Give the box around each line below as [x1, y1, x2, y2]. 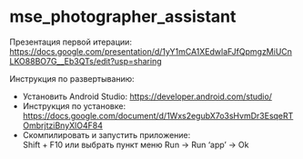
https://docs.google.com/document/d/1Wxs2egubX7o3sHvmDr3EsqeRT [22, 110, 294, 121]
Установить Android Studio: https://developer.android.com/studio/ [22, 91, 273, 102]
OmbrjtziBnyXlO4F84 [22, 120, 103, 131]
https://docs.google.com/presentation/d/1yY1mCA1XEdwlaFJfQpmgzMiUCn [9, 45, 293, 56]
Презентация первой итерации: [9, 36, 132, 47]
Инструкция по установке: [22, 100, 126, 111]
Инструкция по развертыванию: [9, 73, 135, 84]
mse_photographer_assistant [9, 6, 237, 27]
